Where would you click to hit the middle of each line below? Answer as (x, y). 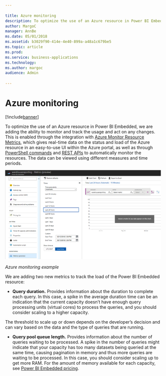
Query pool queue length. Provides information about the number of (82, 336)
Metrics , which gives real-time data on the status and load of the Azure (78, 142)
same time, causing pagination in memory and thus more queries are (82, 352)
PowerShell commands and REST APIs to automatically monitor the (73, 153)
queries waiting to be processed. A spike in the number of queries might (86, 342)
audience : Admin (22, 73)
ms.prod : (14, 52)
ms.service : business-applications (42, 57)
